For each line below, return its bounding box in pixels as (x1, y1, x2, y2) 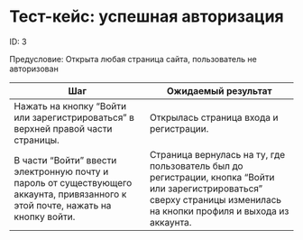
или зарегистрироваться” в (14, 111, 135, 124)
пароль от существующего (14, 176, 133, 189)
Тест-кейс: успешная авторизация (9, 6, 284, 27)
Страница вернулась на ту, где (149, 148, 286, 161)
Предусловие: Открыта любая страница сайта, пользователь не (9, 53, 257, 64)
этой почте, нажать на (14, 198, 112, 211)
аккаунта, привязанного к (14, 188, 127, 200)
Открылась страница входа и (149, 111, 279, 124)
